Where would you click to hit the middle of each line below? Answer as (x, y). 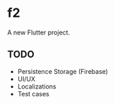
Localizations (37, 86)
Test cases (33, 93)
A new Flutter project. (39, 32)
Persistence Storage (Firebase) (62, 71)
